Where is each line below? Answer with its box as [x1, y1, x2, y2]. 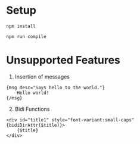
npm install [6, 23, 36, 29]
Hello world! [17, 90, 49, 96]
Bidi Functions [14, 105, 50, 112]
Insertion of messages [14, 73, 70, 80]
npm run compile [6, 33, 46, 39]
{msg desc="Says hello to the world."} [6, 84, 105, 90]
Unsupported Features [6, 54, 121, 67]
